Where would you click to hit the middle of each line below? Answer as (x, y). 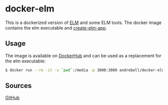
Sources (18, 86)
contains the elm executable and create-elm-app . (56, 27)
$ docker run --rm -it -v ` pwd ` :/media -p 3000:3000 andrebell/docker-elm (85, 70)
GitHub (12, 97)
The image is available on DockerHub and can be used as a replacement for (83, 55)
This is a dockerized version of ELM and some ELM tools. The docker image (83, 22)
